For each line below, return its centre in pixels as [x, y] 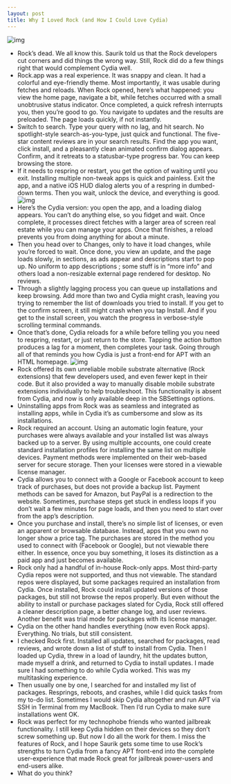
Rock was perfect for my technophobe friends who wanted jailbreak [114, 721]
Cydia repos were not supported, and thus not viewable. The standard [117, 575]
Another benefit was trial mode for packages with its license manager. [117, 619]
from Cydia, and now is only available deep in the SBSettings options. [116, 398]
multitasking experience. [52, 678]
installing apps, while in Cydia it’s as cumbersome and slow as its [110, 413]
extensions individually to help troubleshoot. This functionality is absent [119, 391]
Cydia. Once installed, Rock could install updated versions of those [112, 589]
